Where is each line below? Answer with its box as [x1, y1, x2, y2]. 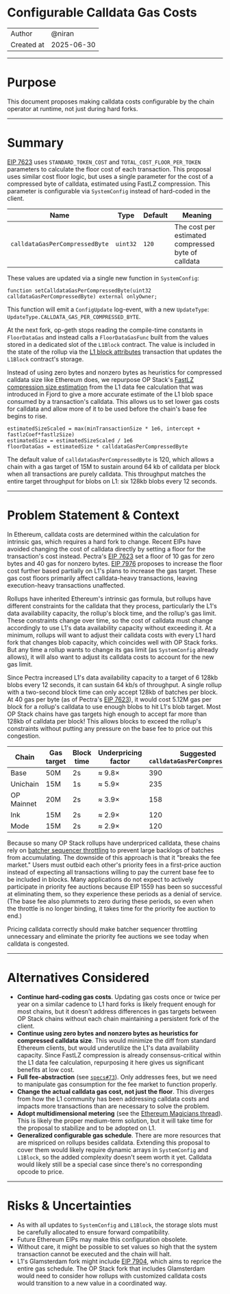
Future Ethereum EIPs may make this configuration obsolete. [16, 1235, 188, 1243]
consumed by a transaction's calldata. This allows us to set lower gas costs [7, 397, 220, 405]
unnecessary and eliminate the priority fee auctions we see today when [7, 932, 209, 940]
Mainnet [10, 799, 37, 808]
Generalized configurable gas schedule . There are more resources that [16, 1131, 221, 1139]
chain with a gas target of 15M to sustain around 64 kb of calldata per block [7, 462, 220, 470]
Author [10, 29, 33, 38]
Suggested [179, 749, 216, 758]
